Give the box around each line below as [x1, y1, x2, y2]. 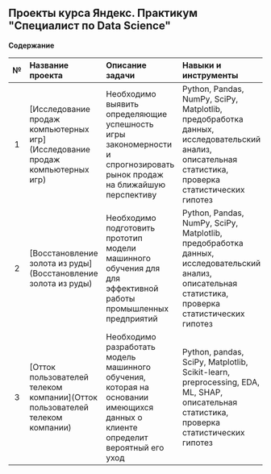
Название [29, 60, 69, 71]
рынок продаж [106, 168, 164, 180]
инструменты [182, 69, 239, 81]
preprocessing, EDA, [182, 376, 261, 388]
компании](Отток [29, 391, 98, 402]
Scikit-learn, [182, 366, 230, 377]
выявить [106, 98, 140, 110]
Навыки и [182, 60, 222, 71]
